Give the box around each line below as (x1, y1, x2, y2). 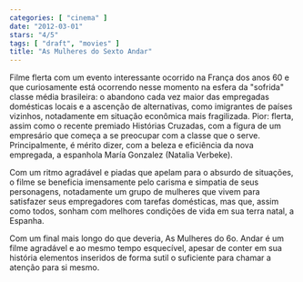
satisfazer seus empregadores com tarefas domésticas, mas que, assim (9, 196, 279, 207)
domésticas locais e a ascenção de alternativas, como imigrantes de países (9, 101, 293, 112)
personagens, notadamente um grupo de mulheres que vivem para (9, 186, 261, 197)
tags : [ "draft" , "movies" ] (9, 38, 120, 48)
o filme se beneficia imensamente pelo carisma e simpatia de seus (9, 176, 259, 187)
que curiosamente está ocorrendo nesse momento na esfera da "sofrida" (9, 82, 285, 93)
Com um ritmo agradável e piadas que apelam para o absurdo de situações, (9, 167, 294, 178)
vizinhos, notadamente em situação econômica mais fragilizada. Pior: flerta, (9, 111, 294, 122)
